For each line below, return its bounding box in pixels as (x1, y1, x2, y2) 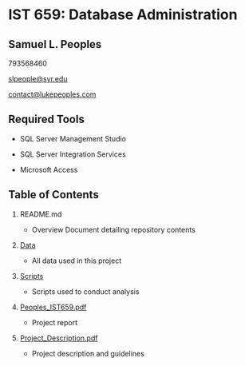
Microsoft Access (19, 165, 78, 174)
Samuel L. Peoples (8, 38, 102, 51)
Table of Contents (8, 188, 100, 201)
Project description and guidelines (31, 348, 145, 358)
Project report (31, 317, 78, 327)
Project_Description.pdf (19, 333, 98, 343)
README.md (19, 209, 62, 219)
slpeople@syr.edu (8, 74, 68, 83)
